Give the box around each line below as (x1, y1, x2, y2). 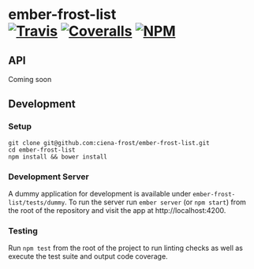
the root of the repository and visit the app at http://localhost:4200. (8, 205, 226, 215)
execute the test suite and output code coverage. (8, 252, 168, 261)
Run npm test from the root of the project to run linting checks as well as (8, 243, 243, 253)
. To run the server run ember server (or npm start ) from (64, 197, 247, 207)
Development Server (8, 171, 89, 182)
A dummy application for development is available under (8, 189, 192, 198)
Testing (8, 225, 38, 236)
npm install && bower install (8, 152, 108, 161)
